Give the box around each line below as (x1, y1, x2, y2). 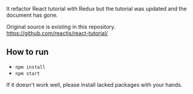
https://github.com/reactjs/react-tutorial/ (6, 30, 108, 37)
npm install (15, 64, 46, 70)
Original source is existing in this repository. (6, 23, 116, 30)
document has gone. (6, 11, 58, 19)
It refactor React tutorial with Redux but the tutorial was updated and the (6, 5, 187, 12)
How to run (6, 47, 49, 57)
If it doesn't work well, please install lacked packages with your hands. (6, 81, 183, 88)
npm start (15, 70, 41, 77)
